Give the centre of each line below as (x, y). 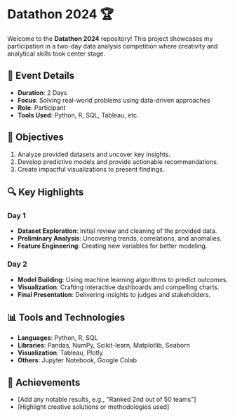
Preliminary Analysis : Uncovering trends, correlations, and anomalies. (120, 239)
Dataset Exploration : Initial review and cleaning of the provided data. (117, 231)
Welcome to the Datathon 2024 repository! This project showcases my (110, 38)
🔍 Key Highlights (46, 192)
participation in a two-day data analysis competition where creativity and (113, 46)
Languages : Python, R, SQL (58, 338)
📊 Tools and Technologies (66, 317)
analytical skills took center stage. (56, 53)
